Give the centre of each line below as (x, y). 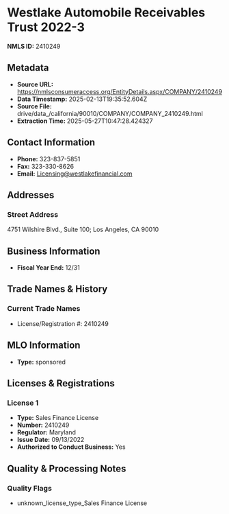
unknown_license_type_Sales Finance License (82, 503)
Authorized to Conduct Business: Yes (71, 447)
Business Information (54, 251)
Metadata (28, 68)
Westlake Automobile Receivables (106, 13)
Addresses (31, 195)
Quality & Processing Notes (67, 468)
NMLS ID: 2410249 (34, 46)
